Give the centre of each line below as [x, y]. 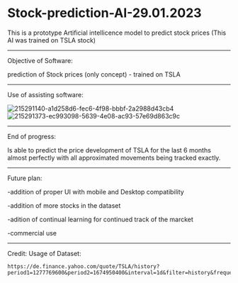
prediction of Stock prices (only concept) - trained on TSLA [94, 74]
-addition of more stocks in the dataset [64, 205]
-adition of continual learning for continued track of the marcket [100, 219]
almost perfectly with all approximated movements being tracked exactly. [114, 157]
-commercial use [32, 233]
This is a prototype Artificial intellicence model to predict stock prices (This [117, 33]
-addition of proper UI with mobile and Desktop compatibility [96, 192]
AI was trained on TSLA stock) [52, 40]
